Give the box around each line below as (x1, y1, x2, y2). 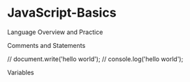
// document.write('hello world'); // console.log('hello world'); (7, 54, 184, 63)
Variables (7, 68, 34, 76)
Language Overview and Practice (7, 28, 103, 36)
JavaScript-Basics (7, 5, 117, 21)
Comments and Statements (7, 41, 86, 49)
